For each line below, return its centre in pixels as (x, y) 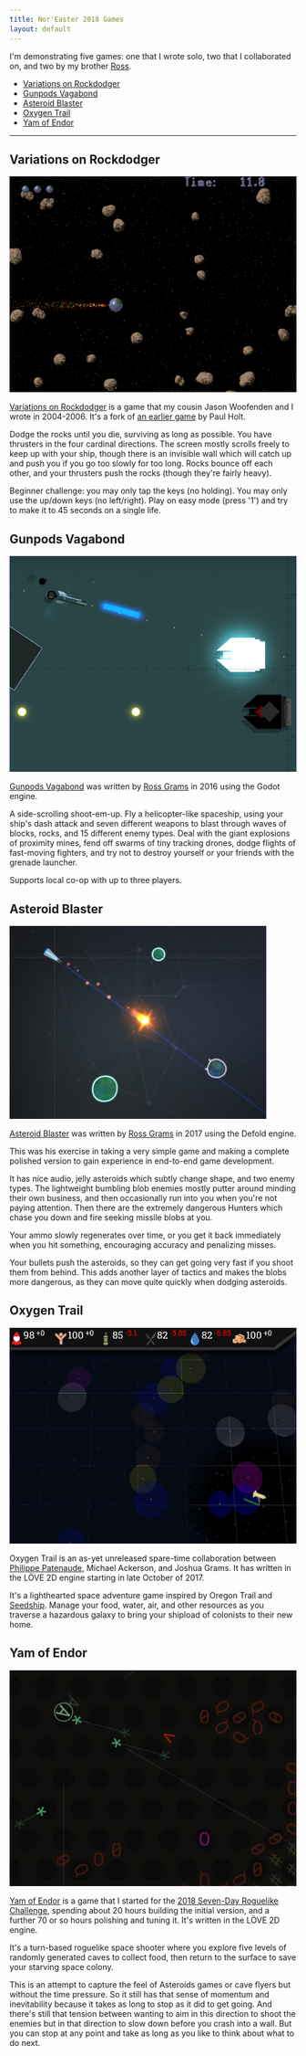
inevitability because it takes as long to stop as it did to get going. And (141, 2004)
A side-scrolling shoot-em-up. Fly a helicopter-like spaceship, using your (147, 814)
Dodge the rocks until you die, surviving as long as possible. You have (141, 435)
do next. (25, 2043)
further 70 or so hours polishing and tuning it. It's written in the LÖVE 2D (145, 1920)
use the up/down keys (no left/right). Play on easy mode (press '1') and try (149, 501)
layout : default (40, 29)
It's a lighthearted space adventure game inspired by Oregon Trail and (141, 1596)
